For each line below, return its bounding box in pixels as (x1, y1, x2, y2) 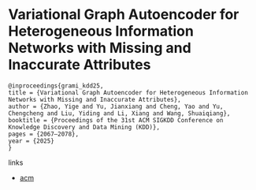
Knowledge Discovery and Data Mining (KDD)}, (8, 123, 160, 131)
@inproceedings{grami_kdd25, (8, 81, 104, 90)
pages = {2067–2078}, (8, 130, 80, 138)
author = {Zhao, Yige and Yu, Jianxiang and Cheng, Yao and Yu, (8, 102, 224, 110)
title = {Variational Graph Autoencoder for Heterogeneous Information (8, 88, 248, 96)
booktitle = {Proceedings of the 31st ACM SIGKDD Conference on (8, 116, 224, 124)
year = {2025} (8, 136, 55, 145)
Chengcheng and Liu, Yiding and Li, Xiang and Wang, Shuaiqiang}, (8, 109, 231, 117)
